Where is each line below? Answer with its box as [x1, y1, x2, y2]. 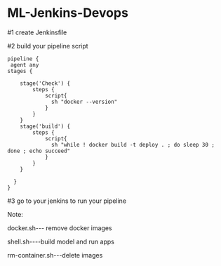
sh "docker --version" [51, 98, 118, 105]
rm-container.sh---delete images [7, 251, 103, 259]
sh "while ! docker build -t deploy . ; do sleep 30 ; [51, 141, 215, 148]
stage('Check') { [20, 79, 71, 87]
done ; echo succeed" [7, 147, 71, 154]
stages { [7, 67, 33, 74]
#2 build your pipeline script [7, 41, 89, 50]
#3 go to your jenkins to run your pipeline [7, 197, 127, 205]
